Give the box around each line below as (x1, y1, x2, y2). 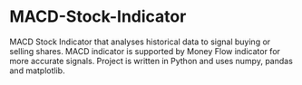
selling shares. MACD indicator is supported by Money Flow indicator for (9, 45, 281, 56)
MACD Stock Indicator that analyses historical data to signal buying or (9, 36, 271, 47)
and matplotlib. (9, 65, 65, 76)
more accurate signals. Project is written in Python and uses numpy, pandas (9, 55, 293, 66)
